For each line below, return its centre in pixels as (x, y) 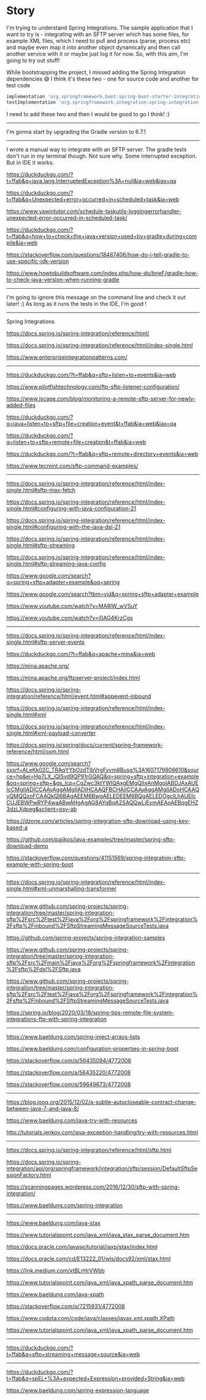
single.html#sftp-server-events (45, 642)
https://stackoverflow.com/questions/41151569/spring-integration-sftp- (96, 858)
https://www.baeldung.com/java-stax (54, 1222)
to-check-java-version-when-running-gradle (63, 280)
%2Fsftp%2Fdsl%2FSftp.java (44, 969)
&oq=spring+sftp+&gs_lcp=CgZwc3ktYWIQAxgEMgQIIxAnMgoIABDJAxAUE (103, 783)
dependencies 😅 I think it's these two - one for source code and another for (103, 79)
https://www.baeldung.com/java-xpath (55, 1294)
